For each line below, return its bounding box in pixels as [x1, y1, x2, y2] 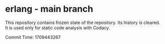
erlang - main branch [5, 3, 93, 15]
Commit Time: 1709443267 [5, 34, 61, 40]
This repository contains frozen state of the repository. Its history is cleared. [5, 20, 160, 25]
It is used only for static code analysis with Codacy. [5, 24, 110, 30]
